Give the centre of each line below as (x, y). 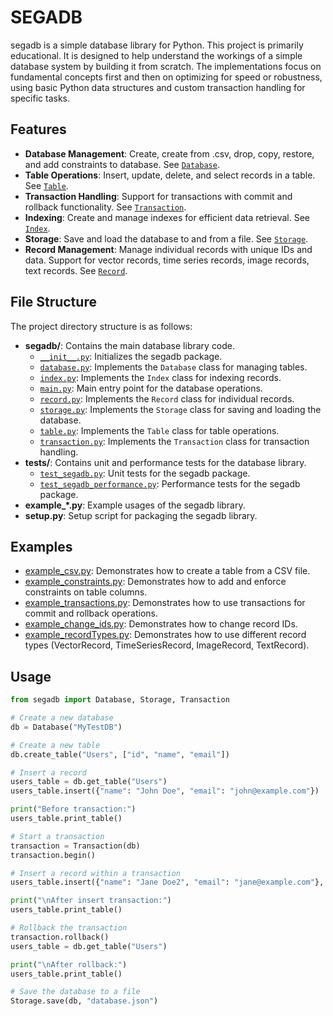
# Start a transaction (57, 836)
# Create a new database (62, 718)
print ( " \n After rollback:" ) (69, 964)
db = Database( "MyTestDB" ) (66, 727)
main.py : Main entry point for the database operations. (151, 388)
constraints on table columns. (86, 592)
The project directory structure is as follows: (101, 326)
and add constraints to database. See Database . (122, 164)
